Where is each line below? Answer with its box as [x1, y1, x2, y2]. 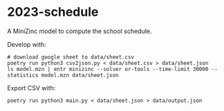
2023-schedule [7, 4, 99, 20]
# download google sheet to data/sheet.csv [7, 53, 135, 61]
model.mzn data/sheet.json [41, 72, 119, 79]
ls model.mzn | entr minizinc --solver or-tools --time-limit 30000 [7, 65, 209, 72]
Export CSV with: [7, 83, 56, 92]
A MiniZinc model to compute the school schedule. [7, 27, 152, 35]
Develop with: [7, 40, 46, 48]
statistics [7, 72, 39, 79]
